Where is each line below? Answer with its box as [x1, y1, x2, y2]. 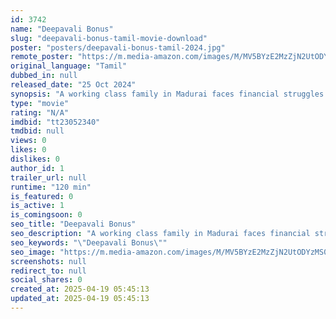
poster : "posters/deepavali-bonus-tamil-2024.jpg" [10, 42, 226, 53]
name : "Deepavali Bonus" [10, 24, 114, 34]
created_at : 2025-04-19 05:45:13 [10, 284, 150, 295]
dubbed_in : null [10, 71, 78, 81]
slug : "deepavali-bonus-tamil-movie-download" [10, 33, 208, 43]
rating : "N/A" [10, 107, 70, 118]
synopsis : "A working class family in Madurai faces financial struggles [10, 89, 325, 99]
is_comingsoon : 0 [10, 210, 83, 220]
